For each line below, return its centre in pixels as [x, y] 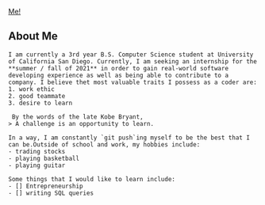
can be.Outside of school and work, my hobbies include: [104, 144]
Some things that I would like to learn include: [92, 179]
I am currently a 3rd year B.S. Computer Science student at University [131, 55]
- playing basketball [44, 158]
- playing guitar [37, 165]
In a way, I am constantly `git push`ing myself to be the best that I [129, 138]
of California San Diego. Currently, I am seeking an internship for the [133, 61]
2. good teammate [37, 96]
